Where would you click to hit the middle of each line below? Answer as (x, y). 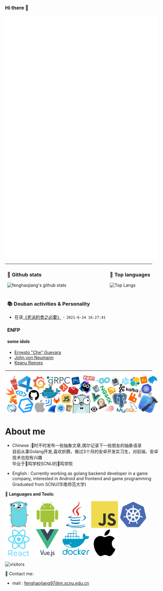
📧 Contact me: (19, 574)
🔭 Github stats (24, 274)
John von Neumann (34, 358)
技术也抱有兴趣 (27, 458)
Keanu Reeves (29, 362)
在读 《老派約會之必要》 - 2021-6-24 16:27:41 (60, 317)
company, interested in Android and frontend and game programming (82, 479)
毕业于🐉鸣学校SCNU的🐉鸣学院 (42, 464)
